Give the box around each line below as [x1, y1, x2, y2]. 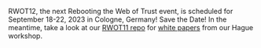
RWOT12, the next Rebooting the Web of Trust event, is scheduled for [8, 7, 233, 15]
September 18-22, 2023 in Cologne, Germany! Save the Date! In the [8, 15, 227, 24]
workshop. [8, 31, 43, 40]
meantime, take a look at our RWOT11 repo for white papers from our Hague [8, 23, 254, 32]
